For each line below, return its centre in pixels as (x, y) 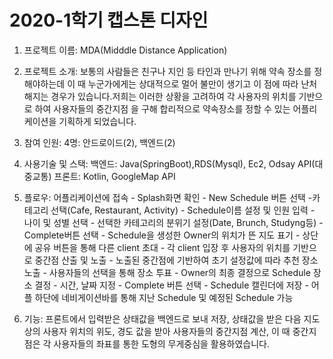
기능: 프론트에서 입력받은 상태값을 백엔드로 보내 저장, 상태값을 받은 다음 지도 (172, 318)
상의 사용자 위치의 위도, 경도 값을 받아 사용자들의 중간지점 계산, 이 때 (157, 331)
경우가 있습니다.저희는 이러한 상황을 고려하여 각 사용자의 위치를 (173, 96)
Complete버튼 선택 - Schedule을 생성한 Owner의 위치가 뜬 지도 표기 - (162, 235)
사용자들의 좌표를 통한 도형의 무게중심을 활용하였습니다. (162, 343)
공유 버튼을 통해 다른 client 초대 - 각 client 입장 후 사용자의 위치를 (162, 247)
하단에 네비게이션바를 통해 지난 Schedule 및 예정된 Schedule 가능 (164, 297)
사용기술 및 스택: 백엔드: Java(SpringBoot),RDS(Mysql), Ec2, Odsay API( (169, 163)
